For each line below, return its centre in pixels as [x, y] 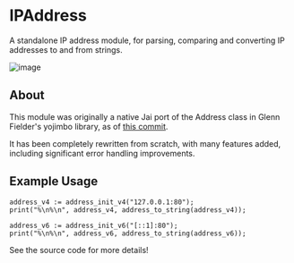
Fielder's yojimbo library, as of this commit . [89, 126]
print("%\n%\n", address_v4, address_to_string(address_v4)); [128, 210]
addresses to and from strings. [66, 49]
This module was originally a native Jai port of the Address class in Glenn [145, 116]
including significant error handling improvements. [102, 153]
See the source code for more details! [79, 250]
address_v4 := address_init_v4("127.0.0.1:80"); [102, 202]
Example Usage [54, 181]
